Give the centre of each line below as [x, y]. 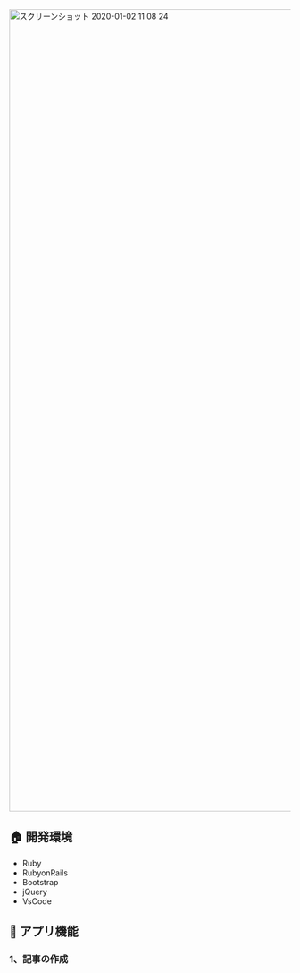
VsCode [37, 901]
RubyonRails [45, 873]
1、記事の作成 [39, 960]
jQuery [34, 892]
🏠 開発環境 [41, 837]
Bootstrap [40, 882]
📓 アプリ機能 [44, 931]
